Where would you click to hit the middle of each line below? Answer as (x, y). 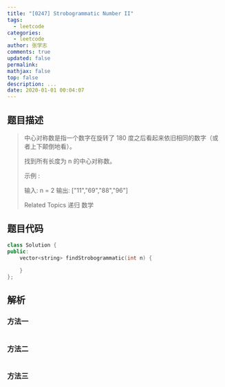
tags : (15, 20)
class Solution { (32, 245)
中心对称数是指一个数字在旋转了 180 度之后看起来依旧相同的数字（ (118, 138)
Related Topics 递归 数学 (59, 205)
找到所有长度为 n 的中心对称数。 (69, 161)
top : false (23, 77)
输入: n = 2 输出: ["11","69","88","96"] (76, 190)
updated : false (29, 59)
